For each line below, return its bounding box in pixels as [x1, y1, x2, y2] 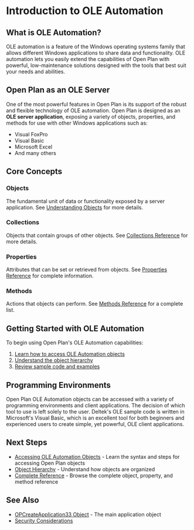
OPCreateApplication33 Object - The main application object [14, 511, 161, 518]
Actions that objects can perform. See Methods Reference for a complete [6, 300, 183, 307]
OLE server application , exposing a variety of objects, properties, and [6, 113, 176, 120]
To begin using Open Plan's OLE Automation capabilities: [6, 339, 144, 346]
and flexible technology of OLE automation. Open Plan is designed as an [6, 107, 181, 114]
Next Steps [6, 438, 47, 448]
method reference [14, 478, 59, 485]
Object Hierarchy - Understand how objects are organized [14, 465, 155, 472]
